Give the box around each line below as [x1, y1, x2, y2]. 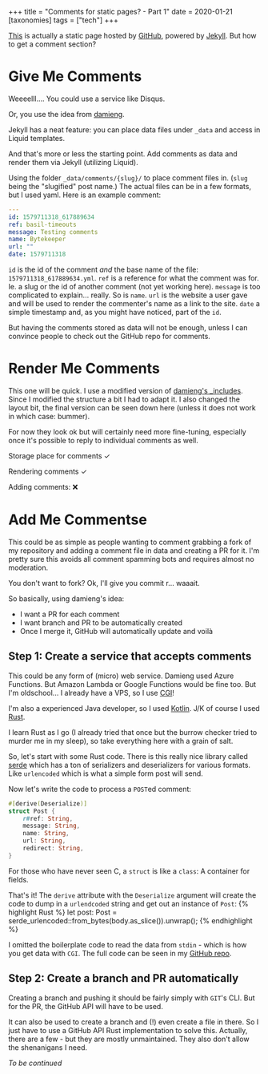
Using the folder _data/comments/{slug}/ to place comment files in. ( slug [8, 172, 248, 183]
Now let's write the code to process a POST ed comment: [8, 784, 192, 793]
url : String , [22, 837, 66, 845]
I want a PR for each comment [19, 609, 120, 619]
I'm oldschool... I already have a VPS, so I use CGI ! [8, 688, 174, 697]
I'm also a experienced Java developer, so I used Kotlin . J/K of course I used [8, 703, 260, 713]
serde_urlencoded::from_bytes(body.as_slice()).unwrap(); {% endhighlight [8, 915, 253, 925]
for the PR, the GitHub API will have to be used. [8, 1001, 164, 1011]
